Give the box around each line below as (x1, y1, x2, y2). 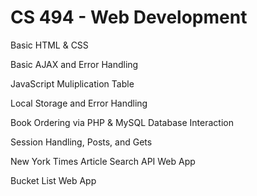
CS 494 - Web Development (10, 6, 248, 29)
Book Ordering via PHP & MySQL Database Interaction (10, 116, 234, 128)
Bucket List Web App (10, 174, 97, 186)
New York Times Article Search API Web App (10, 155, 196, 167)
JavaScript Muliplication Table (10, 77, 135, 90)
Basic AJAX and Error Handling (10, 58, 139, 70)
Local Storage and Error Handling (10, 97, 148, 109)
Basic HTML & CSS (10, 39, 89, 51)
